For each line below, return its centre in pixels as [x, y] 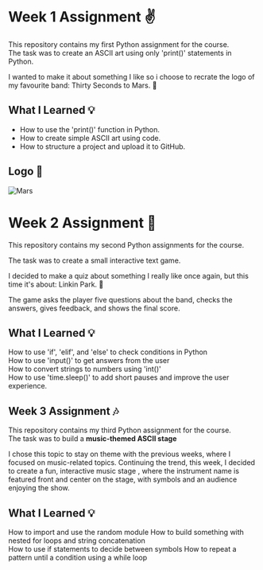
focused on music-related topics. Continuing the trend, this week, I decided [132, 463]
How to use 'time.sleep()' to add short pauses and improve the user [119, 377]
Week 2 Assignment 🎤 [82, 223]
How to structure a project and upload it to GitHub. [102, 146]
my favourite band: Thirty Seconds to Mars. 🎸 [83, 85]
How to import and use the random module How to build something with [126, 532]
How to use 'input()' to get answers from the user [89, 361]
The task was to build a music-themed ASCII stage [93, 439]
